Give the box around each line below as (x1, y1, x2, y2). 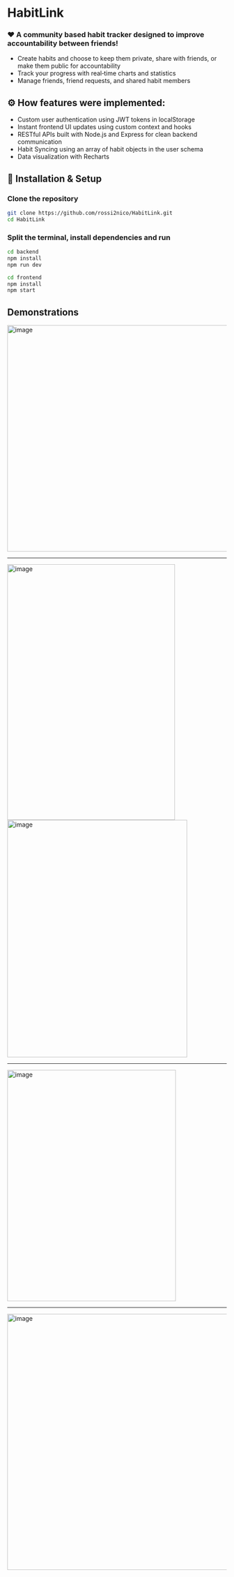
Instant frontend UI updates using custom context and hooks (17, 123, 192, 131)
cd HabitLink (7, 216, 45, 223)
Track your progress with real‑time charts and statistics (17, 69, 176, 77)
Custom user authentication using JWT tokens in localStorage (17, 115, 195, 124)
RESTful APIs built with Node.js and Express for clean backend (17, 131, 198, 139)
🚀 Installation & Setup (7, 172, 102, 184)
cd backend (7, 249, 39, 256)
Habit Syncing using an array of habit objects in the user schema (17, 145, 203, 154)
